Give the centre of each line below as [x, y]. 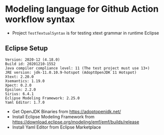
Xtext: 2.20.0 [20, 77]
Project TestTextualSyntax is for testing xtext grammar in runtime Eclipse [85, 33]
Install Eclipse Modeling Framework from [53, 116]
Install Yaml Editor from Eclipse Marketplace [57, 127]
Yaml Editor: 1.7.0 [25, 102]
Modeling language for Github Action [82, 9]
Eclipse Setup [26, 48]
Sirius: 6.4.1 [20, 94]
